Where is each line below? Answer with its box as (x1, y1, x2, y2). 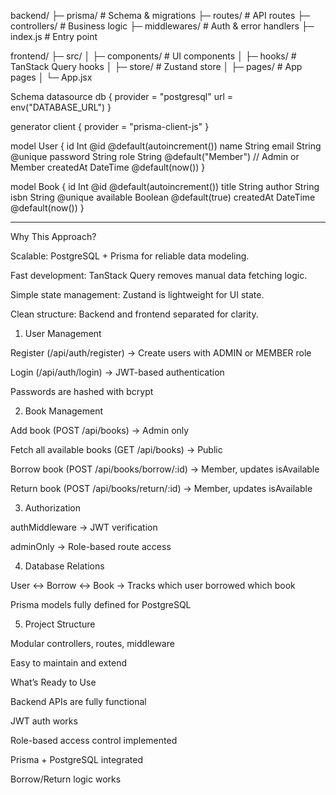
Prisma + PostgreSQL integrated (10, 754, 143, 765)
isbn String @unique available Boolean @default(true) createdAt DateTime (10, 191, 316, 203)
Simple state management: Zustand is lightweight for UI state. (10, 289, 265, 300)
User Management (24, 328, 102, 339)
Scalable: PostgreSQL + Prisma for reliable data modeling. (10, 250, 250, 262)
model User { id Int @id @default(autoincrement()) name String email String (10, 140, 322, 152)
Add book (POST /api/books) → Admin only (10, 425, 190, 436)
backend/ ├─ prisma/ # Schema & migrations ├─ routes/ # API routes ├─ (10, 10, 311, 21)
